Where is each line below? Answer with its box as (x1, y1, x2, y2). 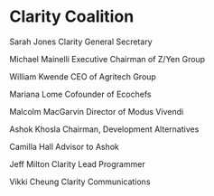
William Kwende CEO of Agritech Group (9, 70, 156, 82)
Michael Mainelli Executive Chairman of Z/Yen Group (9, 53, 206, 64)
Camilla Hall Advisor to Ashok (9, 141, 120, 152)
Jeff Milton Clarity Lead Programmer (9, 158, 146, 169)
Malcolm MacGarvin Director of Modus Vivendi (9, 106, 184, 117)
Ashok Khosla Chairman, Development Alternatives (9, 124, 200, 135)
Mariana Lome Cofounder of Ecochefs (9, 89, 152, 99)
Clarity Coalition (9, 6, 135, 27)
